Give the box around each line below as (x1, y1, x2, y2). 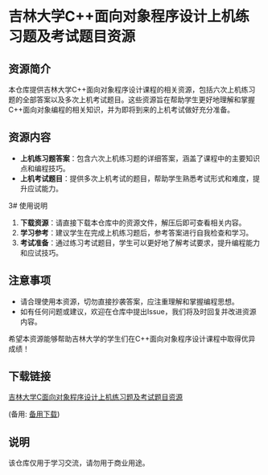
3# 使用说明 (8, 200, 48, 210)
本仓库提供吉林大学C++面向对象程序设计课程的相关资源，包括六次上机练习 (8, 85, 256, 94)
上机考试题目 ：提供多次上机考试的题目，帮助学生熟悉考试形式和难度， (19, 174, 254, 183)
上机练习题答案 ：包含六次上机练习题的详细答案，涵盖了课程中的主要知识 (19, 154, 260, 163)
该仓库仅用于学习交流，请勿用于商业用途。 (8, 458, 150, 468)
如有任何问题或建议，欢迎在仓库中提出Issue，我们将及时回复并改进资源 (19, 306, 257, 316)
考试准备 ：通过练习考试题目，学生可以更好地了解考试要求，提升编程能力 (19, 238, 260, 248)
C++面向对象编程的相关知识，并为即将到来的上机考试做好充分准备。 (8, 105, 235, 114)
